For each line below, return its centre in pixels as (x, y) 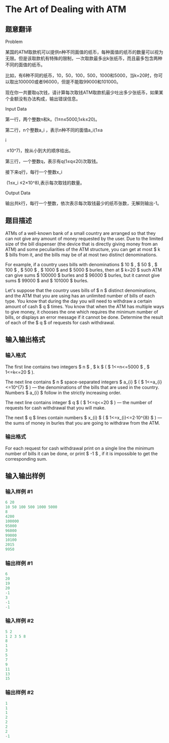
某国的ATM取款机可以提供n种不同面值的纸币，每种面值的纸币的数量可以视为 (84, 52)
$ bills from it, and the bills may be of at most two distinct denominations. (81, 255)
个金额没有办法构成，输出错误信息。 (43, 99)
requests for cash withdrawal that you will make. (55, 408)
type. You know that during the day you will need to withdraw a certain (79, 301)
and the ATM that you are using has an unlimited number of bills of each (80, 295)
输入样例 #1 (19, 492)
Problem (14, 42)
